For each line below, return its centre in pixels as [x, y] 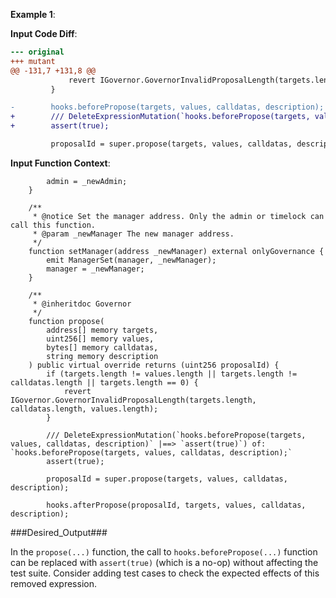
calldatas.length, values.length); [84, 409]
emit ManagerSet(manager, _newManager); [131, 260]
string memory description [102, 356]
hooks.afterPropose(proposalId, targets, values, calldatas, [176, 505]
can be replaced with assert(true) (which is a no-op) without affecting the [164, 562]
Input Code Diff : [44, 33]
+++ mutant [33, 61]
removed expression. [53, 583]
